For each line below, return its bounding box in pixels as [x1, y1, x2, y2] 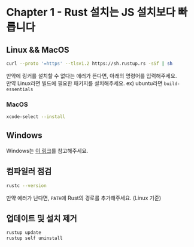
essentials [6, 86, 34, 92]
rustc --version [6, 182, 47, 189]
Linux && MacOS [6, 44, 70, 55]
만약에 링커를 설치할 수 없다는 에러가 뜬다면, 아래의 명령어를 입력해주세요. [6, 72, 177, 79]
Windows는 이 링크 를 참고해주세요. [6, 147, 89, 154]
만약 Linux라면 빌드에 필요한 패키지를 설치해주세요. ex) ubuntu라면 [6, 79, 163, 87]
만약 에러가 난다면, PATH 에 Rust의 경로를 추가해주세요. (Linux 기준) [6, 194, 162, 201]
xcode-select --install [6, 114, 66, 120]
